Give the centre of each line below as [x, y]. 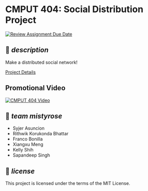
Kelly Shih [23, 150]
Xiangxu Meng [28, 144]
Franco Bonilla [28, 139]
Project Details [21, 72]
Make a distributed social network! [41, 62]
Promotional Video [35, 88]
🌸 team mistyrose [34, 116]
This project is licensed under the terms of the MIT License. [68, 183]
